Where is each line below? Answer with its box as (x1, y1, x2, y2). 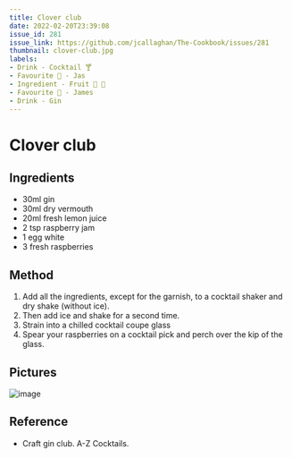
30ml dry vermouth (21, 203, 94, 215)
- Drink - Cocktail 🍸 (9, 64, 92, 72)
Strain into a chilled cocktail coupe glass (21, 319, 171, 331)
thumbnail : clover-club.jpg (9, 47, 114, 55)
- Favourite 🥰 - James (9, 88, 94, 97)
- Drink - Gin (9, 96, 63, 106)
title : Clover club (9, 13, 82, 22)
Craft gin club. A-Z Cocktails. (21, 437, 129, 448)
